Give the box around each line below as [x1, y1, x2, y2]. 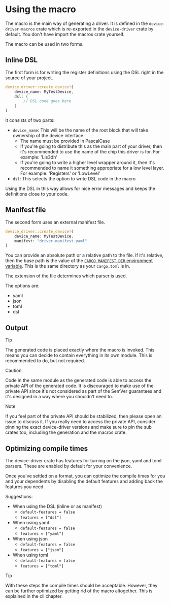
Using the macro [5, 4, 76, 15]
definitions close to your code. [5, 191, 69, 197]
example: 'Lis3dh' [20, 154, 57, 160]
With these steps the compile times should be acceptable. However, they [5, 582, 158, 588]
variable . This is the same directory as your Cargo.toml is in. [5, 263, 130, 269]
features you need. [5, 484, 45, 490]
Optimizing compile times [5, 444, 88, 453]
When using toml [12, 552, 48, 558]
